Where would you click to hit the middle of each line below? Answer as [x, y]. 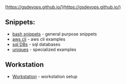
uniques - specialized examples [44, 49]
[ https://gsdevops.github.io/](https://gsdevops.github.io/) [63, 7]
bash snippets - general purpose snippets [54, 34]
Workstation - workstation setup [45, 76]
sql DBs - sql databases [36, 44]
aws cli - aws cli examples [39, 39]
